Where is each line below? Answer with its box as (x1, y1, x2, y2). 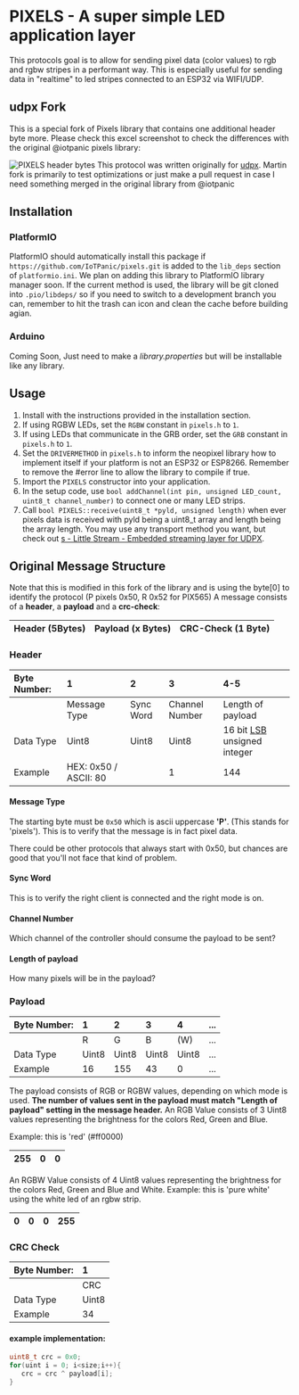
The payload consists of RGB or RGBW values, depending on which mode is (9, 1085, 288, 1096)
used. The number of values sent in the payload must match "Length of (9, 1094, 278, 1105)
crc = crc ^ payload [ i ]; (20, 1369, 114, 1379)
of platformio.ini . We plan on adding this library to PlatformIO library (9, 270, 265, 281)
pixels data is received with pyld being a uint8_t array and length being (21, 514, 282, 524)
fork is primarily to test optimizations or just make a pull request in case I (9, 169, 276, 179)
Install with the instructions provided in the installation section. (21, 409, 251, 420)
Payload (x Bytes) (93, 623, 172, 635)
